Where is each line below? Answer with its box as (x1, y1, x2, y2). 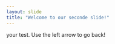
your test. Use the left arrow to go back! (6, 31, 106, 38)
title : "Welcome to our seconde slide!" (6, 14, 110, 20)
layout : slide (6, 8, 42, 15)
